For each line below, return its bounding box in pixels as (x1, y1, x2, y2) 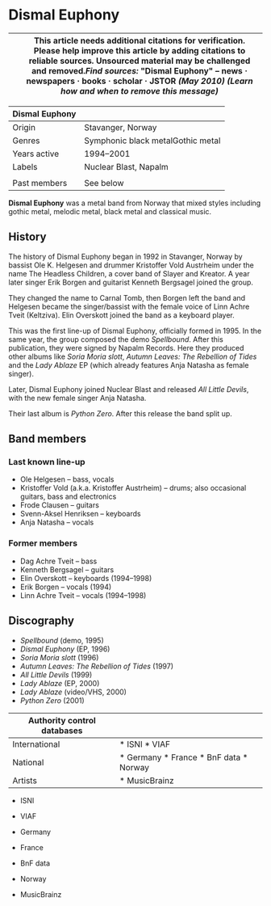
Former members (8, 537, 78, 549)
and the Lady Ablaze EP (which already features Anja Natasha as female (8, 360, 249, 369)
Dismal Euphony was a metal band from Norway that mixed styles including (8, 198, 261, 208)
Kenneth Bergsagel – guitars (19, 564, 115, 575)
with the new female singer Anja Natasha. (8, 393, 147, 402)
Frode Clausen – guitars (19, 500, 99, 510)
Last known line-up (8, 457, 86, 468)
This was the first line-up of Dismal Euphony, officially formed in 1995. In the (8, 326, 262, 335)
